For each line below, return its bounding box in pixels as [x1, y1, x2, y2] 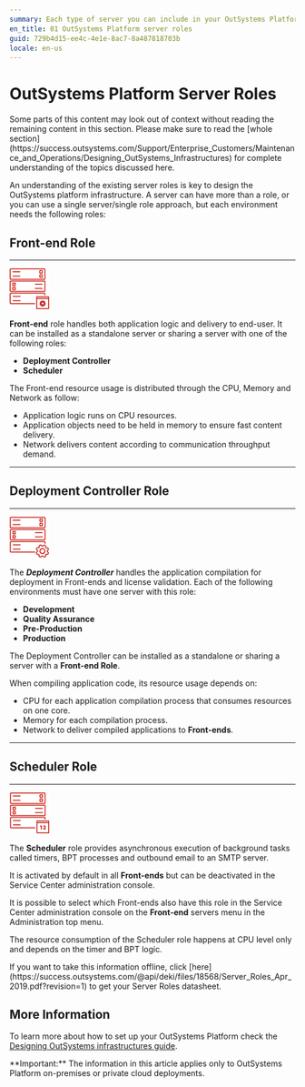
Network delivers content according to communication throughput [22, 439, 271, 449]
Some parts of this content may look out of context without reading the [9, 114, 275, 125]
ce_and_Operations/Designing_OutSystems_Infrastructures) [9, 153, 233, 164]
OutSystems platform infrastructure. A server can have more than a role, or [9, 189, 290, 200]
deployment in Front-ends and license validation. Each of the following [9, 576, 273, 587]
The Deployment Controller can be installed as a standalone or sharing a [9, 650, 280, 661]
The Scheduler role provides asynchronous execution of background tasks [9, 842, 290, 853]
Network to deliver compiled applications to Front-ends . [22, 724, 234, 735]
